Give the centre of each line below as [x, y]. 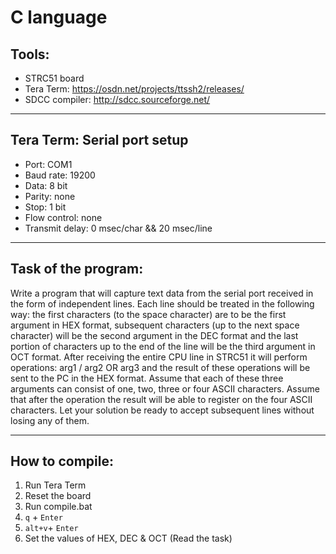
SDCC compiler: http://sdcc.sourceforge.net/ [117, 99]
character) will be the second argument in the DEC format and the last [154, 335]
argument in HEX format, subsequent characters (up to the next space [155, 325]
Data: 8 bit [46, 185]
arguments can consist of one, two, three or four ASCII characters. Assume [165, 388]
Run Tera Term [55, 485]
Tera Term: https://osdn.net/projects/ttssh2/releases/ [134, 89]
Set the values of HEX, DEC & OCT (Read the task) [128, 538]
